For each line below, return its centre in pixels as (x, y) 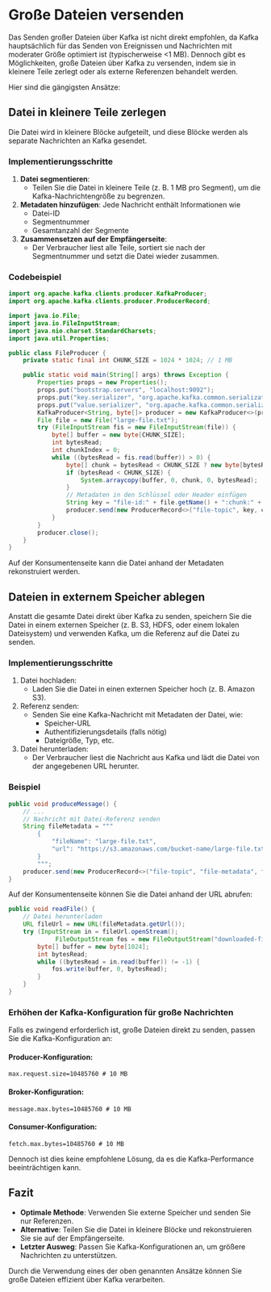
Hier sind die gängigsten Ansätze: (65, 87)
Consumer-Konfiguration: (53, 1127)
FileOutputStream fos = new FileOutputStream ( (135, 939)
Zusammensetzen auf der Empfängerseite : (94, 239)
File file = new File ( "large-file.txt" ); (108, 420)
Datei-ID (46, 213)
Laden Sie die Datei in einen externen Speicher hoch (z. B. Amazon (144, 689)
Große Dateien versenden (96, 15)
